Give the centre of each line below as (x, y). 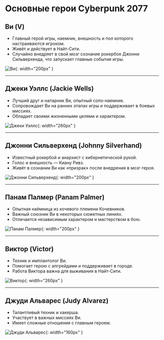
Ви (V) (15, 27)
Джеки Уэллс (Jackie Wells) (50, 89)
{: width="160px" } (64, 332)
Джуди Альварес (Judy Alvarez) (57, 301)
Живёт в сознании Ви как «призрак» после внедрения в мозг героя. (83, 168)
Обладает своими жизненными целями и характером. (69, 116)
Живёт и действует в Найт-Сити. (46, 49)
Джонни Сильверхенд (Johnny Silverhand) (74, 146)
